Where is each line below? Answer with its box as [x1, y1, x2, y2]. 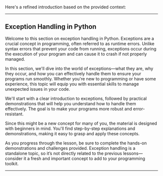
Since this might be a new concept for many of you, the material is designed [5, 120, 157, 126]
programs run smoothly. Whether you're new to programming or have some [5, 76, 156, 81]
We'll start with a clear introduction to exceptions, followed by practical [5, 96, 147, 101]
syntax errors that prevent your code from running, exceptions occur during [5, 46, 157, 51]
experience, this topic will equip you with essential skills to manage [5, 81, 139, 87]
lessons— [123, 150, 143, 156]
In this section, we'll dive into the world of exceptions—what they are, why [5, 65, 154, 71]
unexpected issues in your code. [5, 86, 70, 92]
